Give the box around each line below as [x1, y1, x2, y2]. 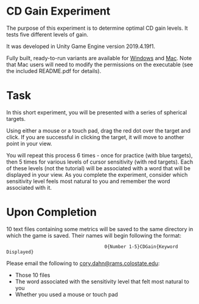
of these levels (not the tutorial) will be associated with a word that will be [6, 164, 190, 171]
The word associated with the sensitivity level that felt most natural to [15, 278, 190, 285]
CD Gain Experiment [6, 4, 111, 18]
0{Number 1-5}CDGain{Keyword [104, 243, 178, 250]
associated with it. [6, 184, 52, 191]
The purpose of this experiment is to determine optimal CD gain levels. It [6, 24, 188, 32]
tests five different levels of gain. [6, 30, 88, 38]
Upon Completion [6, 206, 97, 219]
